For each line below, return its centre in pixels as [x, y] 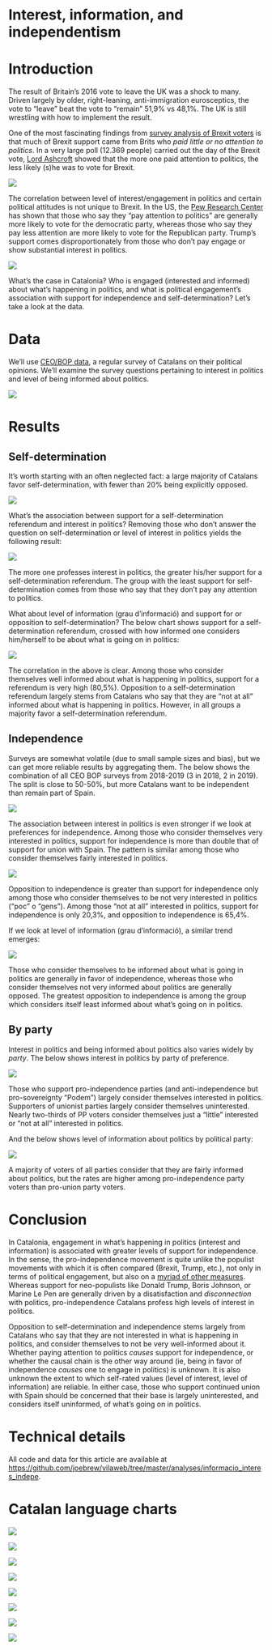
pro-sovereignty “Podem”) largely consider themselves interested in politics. [136, 1097]
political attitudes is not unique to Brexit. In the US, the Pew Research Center [136, 207]
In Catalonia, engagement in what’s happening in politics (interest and [125, 1242]
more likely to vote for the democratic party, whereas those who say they [130, 224]
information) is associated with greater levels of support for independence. [133, 1250]
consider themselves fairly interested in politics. [88, 858]
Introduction [51, 69]
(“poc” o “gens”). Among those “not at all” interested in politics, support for [134, 906]
